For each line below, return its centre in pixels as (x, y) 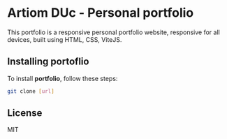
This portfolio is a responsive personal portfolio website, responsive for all (113, 32)
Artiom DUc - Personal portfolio (101, 13)
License (25, 113)
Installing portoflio (48, 62)
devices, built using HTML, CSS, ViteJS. (65, 39)
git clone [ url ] (31, 91)
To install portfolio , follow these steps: (63, 78)
